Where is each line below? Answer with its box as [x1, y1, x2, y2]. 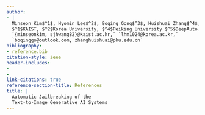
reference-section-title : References [6, 83, 103, 89]
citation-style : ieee [6, 54, 62, 60]
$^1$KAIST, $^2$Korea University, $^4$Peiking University [12, 26, 163, 32]
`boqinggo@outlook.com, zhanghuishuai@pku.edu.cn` [12, 37, 143, 43]
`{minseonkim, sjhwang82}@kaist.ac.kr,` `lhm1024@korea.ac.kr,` [12, 32, 179, 38]
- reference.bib [6, 49, 48, 55]
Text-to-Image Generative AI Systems [12, 99, 108, 105]
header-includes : [6, 60, 51, 66]
